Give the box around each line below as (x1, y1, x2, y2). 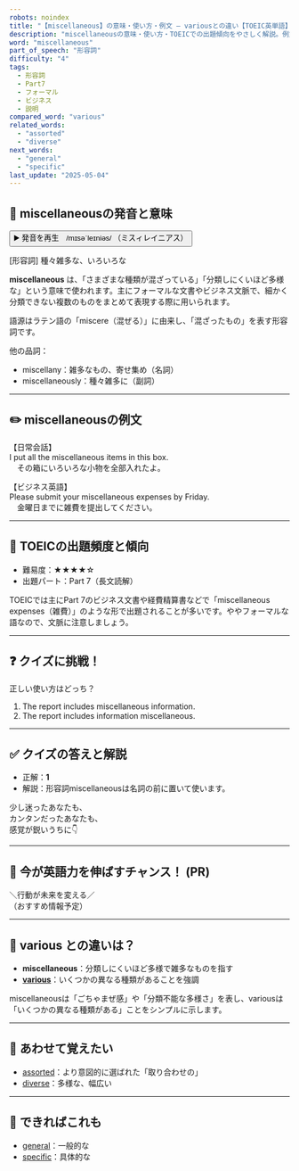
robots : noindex (9, 12, 69, 22)
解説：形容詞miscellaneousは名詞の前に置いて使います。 (21, 783, 230, 794)
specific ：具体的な (21, 1151, 91, 1162)
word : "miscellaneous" (9, 37, 93, 47)
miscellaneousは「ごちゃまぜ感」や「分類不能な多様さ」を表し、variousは (9, 993, 284, 1003)
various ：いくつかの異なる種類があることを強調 (21, 974, 199, 985)
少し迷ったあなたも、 (9, 802, 87, 812)
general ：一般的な (21, 1140, 90, 1150)
